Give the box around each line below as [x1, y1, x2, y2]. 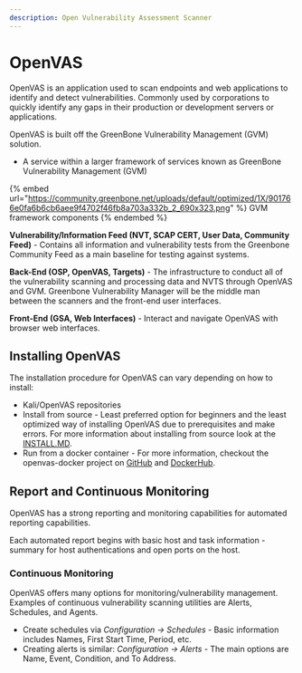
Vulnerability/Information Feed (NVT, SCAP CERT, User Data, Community [9, 229, 290, 240]
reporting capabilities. [9, 517, 91, 528]
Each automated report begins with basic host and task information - [9, 535, 266, 546]
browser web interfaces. [9, 322, 101, 333]
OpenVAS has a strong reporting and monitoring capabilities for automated [9, 508, 288, 519]
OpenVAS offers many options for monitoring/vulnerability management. [9, 588, 278, 599]
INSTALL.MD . [22, 438, 72, 449]
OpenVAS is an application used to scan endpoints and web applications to [9, 82, 288, 93]
